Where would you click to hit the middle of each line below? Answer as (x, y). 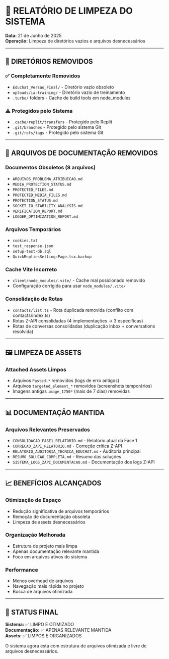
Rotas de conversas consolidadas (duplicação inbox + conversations (84, 326)
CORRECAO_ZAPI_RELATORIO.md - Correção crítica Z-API (67, 446)
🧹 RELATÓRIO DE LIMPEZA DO (69, 11)
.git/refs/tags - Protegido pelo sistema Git (58, 132)
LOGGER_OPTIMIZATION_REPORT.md (45, 217)
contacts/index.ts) (31, 315)
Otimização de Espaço (33, 500)
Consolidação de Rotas (34, 299)
